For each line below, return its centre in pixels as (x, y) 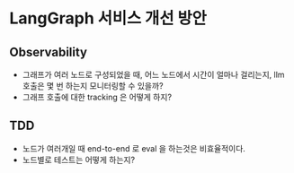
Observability (49, 52)
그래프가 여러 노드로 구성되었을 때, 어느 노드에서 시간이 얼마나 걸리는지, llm (153, 74)
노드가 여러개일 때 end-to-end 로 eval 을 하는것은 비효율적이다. (134, 148)
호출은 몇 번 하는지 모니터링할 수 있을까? (93, 86)
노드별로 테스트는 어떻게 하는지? (79, 160)
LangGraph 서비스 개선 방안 (108, 18)
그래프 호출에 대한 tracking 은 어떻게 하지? (97, 97)
